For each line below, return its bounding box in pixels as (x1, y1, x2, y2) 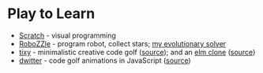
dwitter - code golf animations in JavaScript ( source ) (18, 56, 191, 65)
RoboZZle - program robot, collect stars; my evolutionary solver (18, 38, 227, 48)
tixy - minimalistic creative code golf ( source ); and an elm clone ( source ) (18, 47, 256, 57)
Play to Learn (7, 5, 96, 23)
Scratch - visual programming (18, 31, 116, 40)
